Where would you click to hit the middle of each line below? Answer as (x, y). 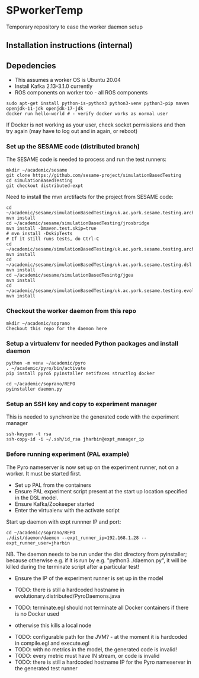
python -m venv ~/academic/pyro (46, 363)
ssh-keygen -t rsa (29, 434)
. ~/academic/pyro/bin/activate (46, 369)
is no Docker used (37, 614)
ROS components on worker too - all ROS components (81, 93)
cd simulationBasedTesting (39, 181)
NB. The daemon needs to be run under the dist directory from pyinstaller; (97, 554)
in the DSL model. (36, 498)
